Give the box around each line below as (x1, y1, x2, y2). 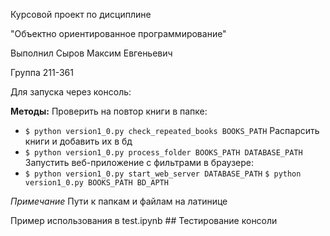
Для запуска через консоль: (10, 86, 132, 98)
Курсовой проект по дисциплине (10, 9, 152, 20)
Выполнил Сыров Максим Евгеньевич (10, 47, 173, 59)
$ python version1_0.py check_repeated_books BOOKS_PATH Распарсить (24, 125, 320, 136)
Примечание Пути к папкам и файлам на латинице (10, 195, 228, 207)
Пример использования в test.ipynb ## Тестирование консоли (10, 215, 278, 226)
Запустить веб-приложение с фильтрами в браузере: (24, 157, 254, 168)
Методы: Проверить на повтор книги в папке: (10, 105, 208, 117)
